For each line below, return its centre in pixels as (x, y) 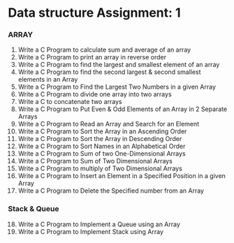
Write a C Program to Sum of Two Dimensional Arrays (95, 161)
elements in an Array (48, 80)
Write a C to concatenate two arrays (70, 102)
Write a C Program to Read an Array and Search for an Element (109, 124)
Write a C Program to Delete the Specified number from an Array (111, 191)
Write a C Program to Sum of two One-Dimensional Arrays (102, 154)
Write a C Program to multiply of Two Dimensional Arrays (100, 168)
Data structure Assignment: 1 (94, 13)
